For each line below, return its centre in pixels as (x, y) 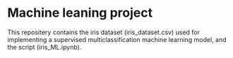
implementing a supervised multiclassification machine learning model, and (117, 39)
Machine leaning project (80, 13)
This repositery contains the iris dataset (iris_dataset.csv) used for (103, 32)
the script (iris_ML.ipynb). (44, 47)
